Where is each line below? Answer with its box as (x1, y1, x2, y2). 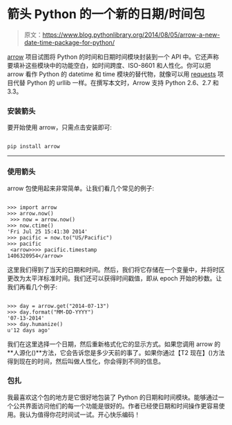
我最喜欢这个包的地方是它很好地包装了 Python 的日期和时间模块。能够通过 (7, 392, 219, 401)
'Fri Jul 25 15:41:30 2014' (7, 228, 88, 235)
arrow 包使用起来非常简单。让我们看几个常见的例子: (7, 184, 154, 192)
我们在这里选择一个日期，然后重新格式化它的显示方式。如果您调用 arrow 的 (7, 340, 221, 348)
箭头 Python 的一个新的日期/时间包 (7, 6, 205, 22)
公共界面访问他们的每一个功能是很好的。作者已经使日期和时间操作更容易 (12, 401, 219, 410)
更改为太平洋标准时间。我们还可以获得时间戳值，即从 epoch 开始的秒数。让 (7, 274, 222, 282)
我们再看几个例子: (7, 282, 58, 291)
